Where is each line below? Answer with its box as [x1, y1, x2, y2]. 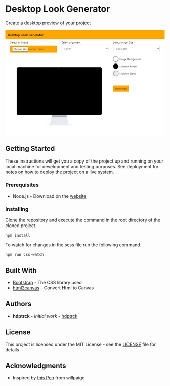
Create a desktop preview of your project [5, 20, 91, 26]
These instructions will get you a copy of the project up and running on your [5, 158, 163, 164]
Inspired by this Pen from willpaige [12, 375, 85, 381]
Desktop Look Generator [5, 3, 110, 15]
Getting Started [5, 144, 55, 153]
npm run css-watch [5, 252, 44, 258]
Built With [5, 266, 37, 275]
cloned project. [5, 222, 37, 229]
